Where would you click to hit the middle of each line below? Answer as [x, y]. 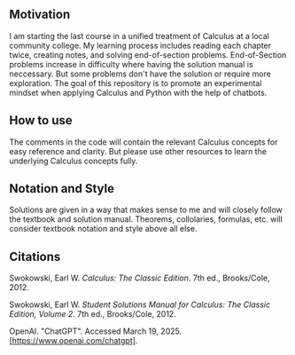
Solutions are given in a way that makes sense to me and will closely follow [146, 210]
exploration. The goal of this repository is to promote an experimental [136, 83]
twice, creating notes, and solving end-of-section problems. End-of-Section [148, 55]
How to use [41, 120]
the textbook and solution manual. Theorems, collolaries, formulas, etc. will [146, 219]
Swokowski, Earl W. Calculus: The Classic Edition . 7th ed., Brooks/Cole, [140, 278]
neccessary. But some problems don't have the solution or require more [140, 74]
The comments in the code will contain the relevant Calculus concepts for [144, 142]
